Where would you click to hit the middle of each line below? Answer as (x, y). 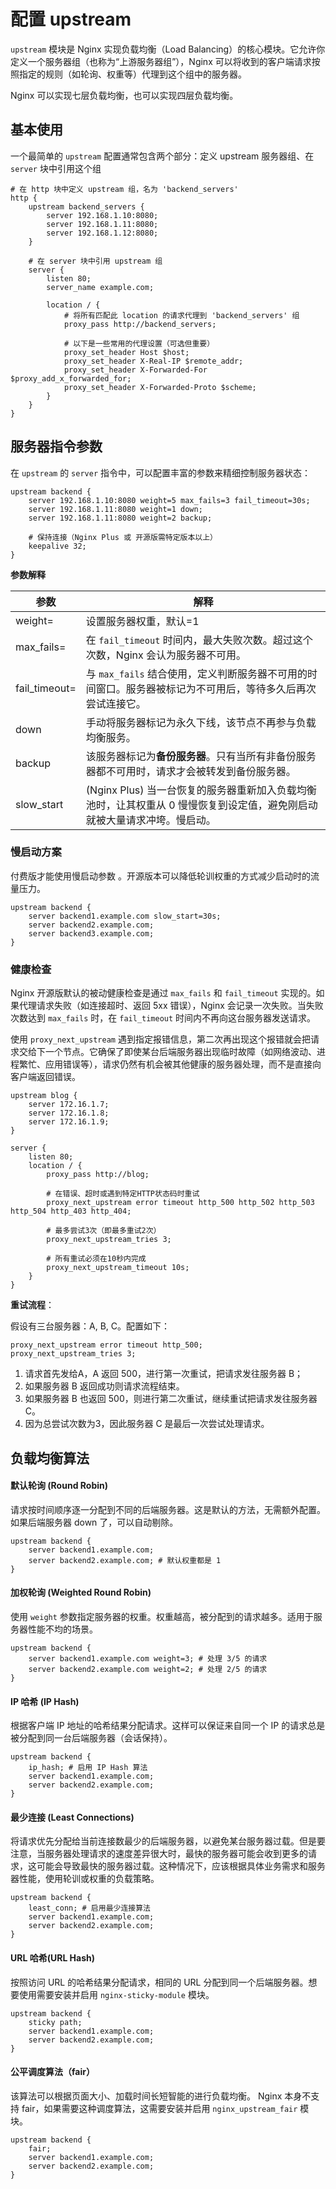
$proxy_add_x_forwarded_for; (71, 378)
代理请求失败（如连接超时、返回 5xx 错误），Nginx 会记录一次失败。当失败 (171, 1006)
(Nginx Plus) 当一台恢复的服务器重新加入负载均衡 (201, 790)
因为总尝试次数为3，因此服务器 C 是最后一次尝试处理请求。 (147, 1424)
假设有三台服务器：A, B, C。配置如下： (90, 1326)
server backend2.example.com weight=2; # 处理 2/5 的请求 (148, 1669)
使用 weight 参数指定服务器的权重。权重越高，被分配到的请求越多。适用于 (162, 1616)
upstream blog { (44, 1096)
